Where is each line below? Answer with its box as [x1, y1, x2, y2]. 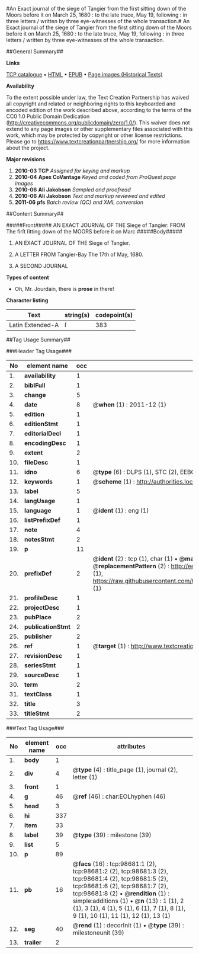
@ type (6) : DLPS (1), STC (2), [92, 468, 179, 476]
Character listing [6, 297, 49, 304]
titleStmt [24, 709, 49, 718]
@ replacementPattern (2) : [92, 562, 170, 570]
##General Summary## [6, 48, 63, 55]
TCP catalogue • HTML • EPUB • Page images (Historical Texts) [6, 71, 163, 78]
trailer [24, 939, 42, 946]
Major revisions [6, 156, 46, 162]
